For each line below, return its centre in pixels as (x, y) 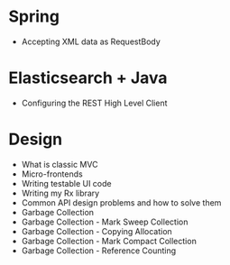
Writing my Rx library (60, 193)
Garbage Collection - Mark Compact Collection (109, 241)
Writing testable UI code (66, 183)
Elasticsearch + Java (88, 78)
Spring (34, 17)
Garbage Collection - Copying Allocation (97, 231)
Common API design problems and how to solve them (121, 202)
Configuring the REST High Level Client (94, 103)
